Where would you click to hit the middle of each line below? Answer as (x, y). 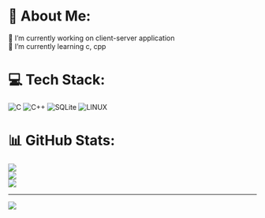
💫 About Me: (50, 16)
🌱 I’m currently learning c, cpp (57, 46)
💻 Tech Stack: (57, 80)
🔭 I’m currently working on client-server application (91, 38)
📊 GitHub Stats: (62, 141)
